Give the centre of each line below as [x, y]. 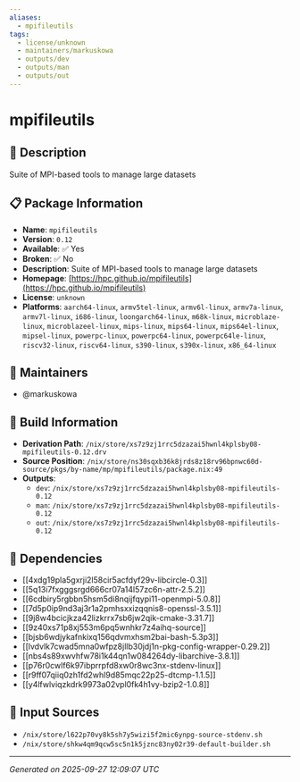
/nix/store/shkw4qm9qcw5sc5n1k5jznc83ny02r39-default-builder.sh [146, 744]
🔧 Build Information [64, 422]
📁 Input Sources [54, 713]
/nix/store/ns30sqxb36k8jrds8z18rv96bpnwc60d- [175, 462]
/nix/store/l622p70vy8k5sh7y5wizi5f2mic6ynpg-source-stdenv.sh [142, 735]
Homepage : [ [47, 278]
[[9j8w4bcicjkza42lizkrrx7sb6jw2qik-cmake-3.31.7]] [118, 618]
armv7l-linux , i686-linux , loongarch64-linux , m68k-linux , [128, 316]
